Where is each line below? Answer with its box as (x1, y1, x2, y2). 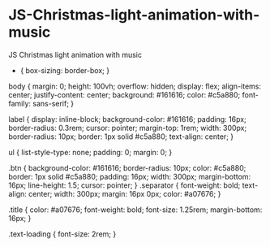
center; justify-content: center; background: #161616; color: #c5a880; (8, 89, 241, 99)
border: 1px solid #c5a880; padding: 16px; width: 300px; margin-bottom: (8, 171, 251, 181)
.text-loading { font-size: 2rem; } (8, 229, 117, 239)
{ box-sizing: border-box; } (19, 65, 110, 75)
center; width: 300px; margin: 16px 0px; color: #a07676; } (28, 188, 221, 198)
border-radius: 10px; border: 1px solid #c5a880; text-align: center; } (8, 132, 234, 141)
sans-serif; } (32, 98, 75, 108)
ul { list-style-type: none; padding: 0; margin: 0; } (8, 147, 173, 157)
